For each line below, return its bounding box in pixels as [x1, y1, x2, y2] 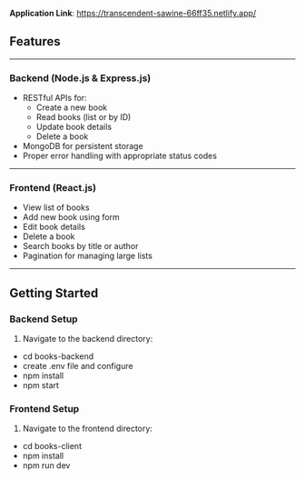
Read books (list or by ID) [35, 112, 132, 123]
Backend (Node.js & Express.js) [9, 72, 152, 85]
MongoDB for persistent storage [22, 141, 143, 152]
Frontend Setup [9, 403, 80, 415]
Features [9, 34, 61, 49]
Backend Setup [9, 313, 79, 325]
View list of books [22, 202, 90, 213]
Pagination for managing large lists [22, 250, 152, 262]
